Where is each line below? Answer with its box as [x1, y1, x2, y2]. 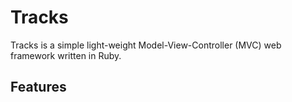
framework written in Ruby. [10, 49, 122, 61]
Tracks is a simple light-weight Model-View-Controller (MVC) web [10, 39, 282, 51]
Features [10, 79, 67, 96]
